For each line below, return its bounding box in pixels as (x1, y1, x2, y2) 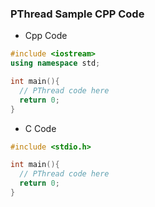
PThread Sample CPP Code (10, 7, 145, 21)
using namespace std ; (10, 58, 101, 69)
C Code (24, 122, 57, 134)
